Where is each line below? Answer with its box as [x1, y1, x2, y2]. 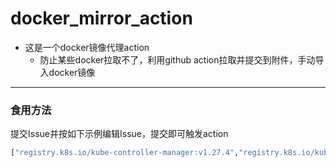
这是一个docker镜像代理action [24, 41, 150, 53]
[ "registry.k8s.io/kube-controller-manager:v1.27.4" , [10, 148, 240, 158]
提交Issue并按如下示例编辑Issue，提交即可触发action [10, 128, 229, 140]
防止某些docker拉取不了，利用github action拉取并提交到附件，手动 [39, 53, 316, 66]
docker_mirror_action [10, 7, 193, 30]
